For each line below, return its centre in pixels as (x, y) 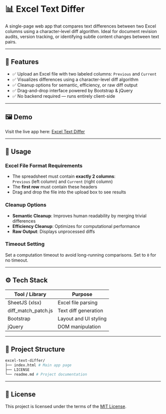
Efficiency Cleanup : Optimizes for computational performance (76, 226)
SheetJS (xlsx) (25, 302)
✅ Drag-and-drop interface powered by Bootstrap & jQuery (72, 90)
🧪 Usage (18, 151)
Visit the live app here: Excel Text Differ (45, 131)
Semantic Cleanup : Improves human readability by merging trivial (79, 216)
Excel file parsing (78, 302)
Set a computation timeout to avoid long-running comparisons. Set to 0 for (81, 255)
